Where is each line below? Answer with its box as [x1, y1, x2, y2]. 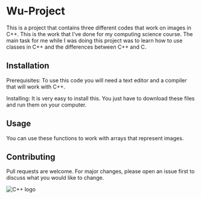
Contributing [6, 152, 56, 162]
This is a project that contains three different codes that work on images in [6, 24, 191, 31]
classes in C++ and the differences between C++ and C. [6, 43, 147, 51]
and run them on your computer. [6, 101, 87, 108]
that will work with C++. [6, 83, 65, 90]
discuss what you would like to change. [6, 174, 104, 182]
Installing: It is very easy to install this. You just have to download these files [6, 94, 195, 102]
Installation [6, 61, 49, 71]
